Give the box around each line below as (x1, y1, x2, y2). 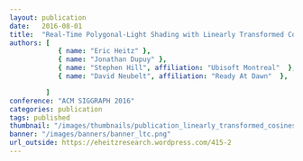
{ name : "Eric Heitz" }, (57, 47, 151, 56)
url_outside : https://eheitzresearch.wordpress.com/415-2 (9, 139, 232, 148)
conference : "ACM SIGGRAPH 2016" (9, 96, 135, 105)
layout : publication (9, 13, 87, 22)
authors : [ (9, 38, 50, 48)
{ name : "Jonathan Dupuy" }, (57, 55, 168, 64)
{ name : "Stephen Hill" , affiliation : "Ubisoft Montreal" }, (57, 64, 297, 73)
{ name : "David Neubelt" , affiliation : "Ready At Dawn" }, (57, 72, 289, 81)
